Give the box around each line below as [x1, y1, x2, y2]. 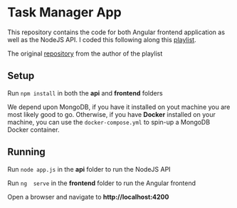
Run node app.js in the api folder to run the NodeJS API [7, 165, 171, 173]
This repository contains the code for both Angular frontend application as [7, 28, 226, 36]
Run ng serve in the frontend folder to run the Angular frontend [7, 179, 196, 187]
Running [7, 146, 46, 158]
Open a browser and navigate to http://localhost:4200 [7, 192, 169, 201]
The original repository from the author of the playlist [7, 49, 163, 58]
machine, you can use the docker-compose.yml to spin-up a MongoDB [7, 118, 211, 126]
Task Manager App [7, 4, 122, 21]
